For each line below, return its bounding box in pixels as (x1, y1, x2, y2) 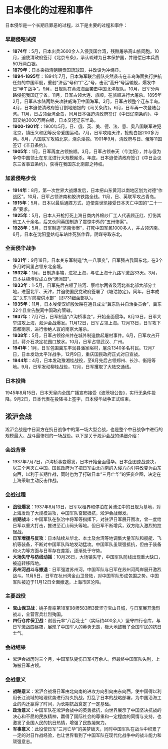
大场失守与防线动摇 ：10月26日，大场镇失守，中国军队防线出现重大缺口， (12, 553, 163, 559)
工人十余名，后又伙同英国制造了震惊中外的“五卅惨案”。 (16, 219, 131, 225)
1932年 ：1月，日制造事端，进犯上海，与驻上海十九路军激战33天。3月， (12, 269, 160, 276)
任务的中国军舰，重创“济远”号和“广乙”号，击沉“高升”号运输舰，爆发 (12, 80, 151, 86)
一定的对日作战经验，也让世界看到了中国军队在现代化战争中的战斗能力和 (12, 732, 161, 738)
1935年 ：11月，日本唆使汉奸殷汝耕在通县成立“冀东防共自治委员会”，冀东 (12, 301, 162, 307)
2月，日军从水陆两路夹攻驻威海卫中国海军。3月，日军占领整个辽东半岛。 (12, 98, 162, 104)
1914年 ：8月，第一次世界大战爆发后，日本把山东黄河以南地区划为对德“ (12, 187, 158, 193)
